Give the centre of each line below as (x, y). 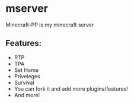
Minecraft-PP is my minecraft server (50, 25)
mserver (27, 9)
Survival (24, 82)
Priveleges (27, 76)
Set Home (26, 70)
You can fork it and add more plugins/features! (71, 89)
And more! (27, 95)
